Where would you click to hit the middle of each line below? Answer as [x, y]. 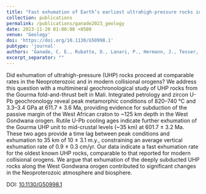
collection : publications [39, 18]
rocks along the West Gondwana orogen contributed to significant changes [101, 166]
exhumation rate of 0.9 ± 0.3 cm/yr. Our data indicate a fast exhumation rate [102, 146]
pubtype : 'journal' [31, 47]
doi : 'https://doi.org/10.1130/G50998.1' [60, 40]
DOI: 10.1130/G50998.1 [34, 184]
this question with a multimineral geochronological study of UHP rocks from [102, 88]
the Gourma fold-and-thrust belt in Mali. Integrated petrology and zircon [97, 94]
